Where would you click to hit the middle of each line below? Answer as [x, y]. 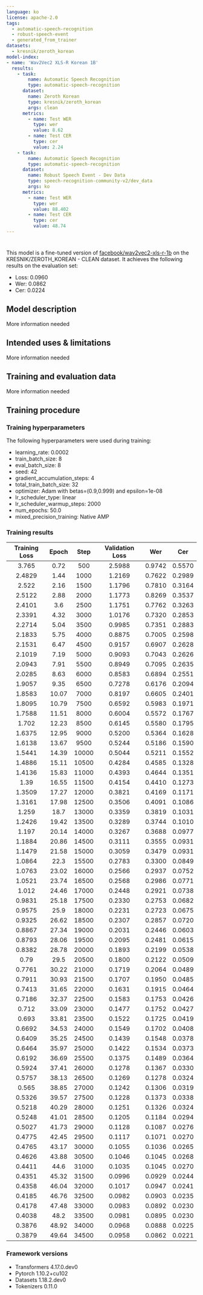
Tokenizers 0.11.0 [36, 1286]
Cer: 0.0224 [30, 290]
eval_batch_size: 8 [38, 465]
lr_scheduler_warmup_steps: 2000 [58, 504]
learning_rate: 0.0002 [42, 453]
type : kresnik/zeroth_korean [65, 102]
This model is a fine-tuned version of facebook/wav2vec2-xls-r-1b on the [98, 253]
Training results [30, 533]
